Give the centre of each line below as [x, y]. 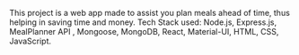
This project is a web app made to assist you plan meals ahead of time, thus [149, 13]
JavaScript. [31, 41]
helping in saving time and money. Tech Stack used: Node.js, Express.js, [143, 22]
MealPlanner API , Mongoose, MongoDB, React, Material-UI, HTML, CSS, [144, 31]
